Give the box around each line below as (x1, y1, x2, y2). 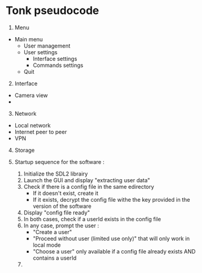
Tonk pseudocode (5, 4, 99, 18)
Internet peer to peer (14, 128, 67, 135)
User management (23, 42, 71, 49)
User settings (23, 48, 58, 55)
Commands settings (32, 62, 84, 69)
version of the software (32, 202, 92, 210)
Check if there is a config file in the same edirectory (23, 183, 154, 190)
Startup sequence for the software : (14, 158, 105, 165)
